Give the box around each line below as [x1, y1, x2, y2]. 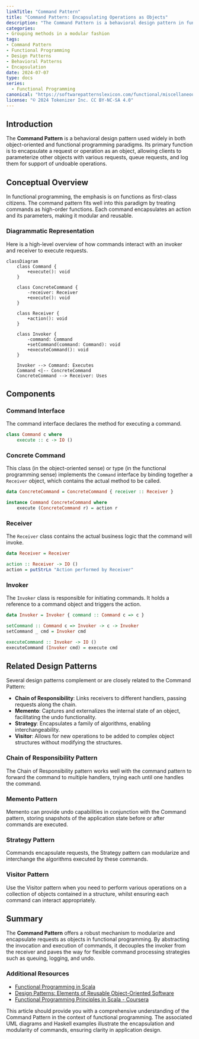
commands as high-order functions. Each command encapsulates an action [6, 206, 191, 213]
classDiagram [6, 258, 38, 265]
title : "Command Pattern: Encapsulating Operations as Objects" [6, 14, 168, 20]
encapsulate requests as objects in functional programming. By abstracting [6, 936, 190, 943]
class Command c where [6, 432, 62, 437]
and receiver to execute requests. [6, 247, 88, 254]
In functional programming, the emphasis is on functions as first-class [6, 193, 177, 200]
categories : [6, 25, 36, 32]
